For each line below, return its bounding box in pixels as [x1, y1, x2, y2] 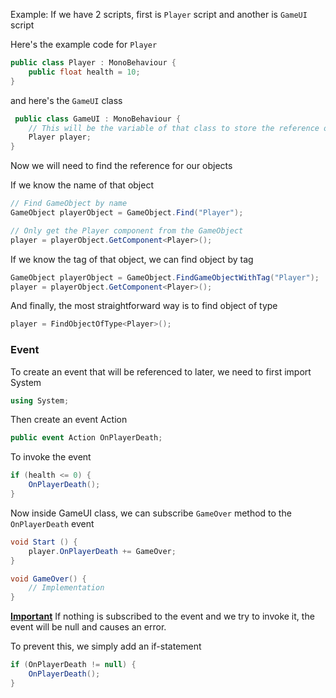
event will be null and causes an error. [10, 621, 167, 633]
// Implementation [28, 583, 105, 593]
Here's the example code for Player [10, 39, 158, 50]
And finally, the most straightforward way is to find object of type [10, 300, 278, 312]
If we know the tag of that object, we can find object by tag [10, 253, 254, 265]
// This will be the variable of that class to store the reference [28, 123, 320, 133]
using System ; [10, 395, 70, 406]
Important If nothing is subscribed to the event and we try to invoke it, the [10, 610, 315, 623]
